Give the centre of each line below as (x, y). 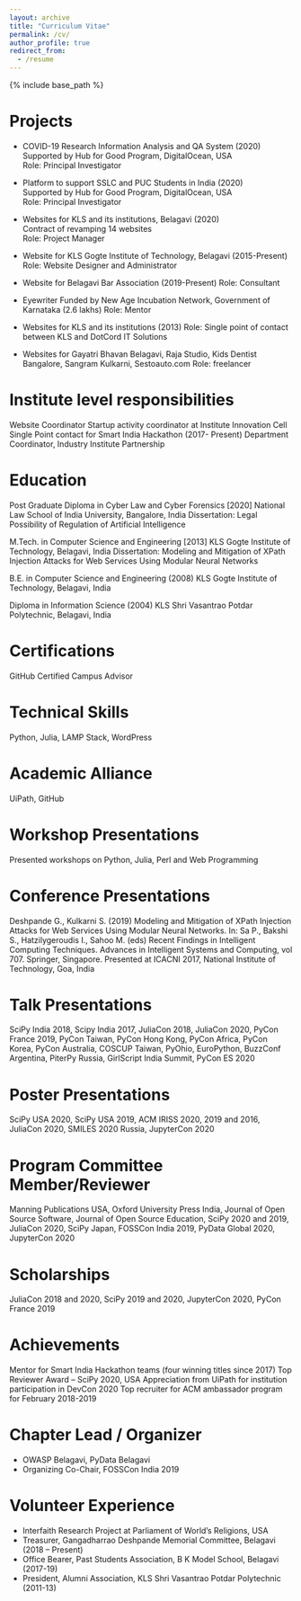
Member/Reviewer (80, 1184)
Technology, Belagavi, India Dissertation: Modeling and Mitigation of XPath (147, 551)
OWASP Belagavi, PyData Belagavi (86, 1460)
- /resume (35, 59)
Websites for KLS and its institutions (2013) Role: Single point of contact (155, 327)
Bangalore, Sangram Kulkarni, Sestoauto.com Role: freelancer (137, 363)
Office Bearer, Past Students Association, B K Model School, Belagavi (150, 1560)
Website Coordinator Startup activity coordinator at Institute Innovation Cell (148, 424)
